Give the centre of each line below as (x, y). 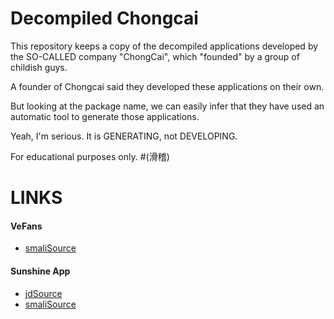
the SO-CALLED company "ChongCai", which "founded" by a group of (155, 56)
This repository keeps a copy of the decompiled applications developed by (164, 46)
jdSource (43, 293)
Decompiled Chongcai (104, 18)
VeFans (26, 226)
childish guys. (39, 67)
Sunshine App (40, 271)
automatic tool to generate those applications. (105, 116)
